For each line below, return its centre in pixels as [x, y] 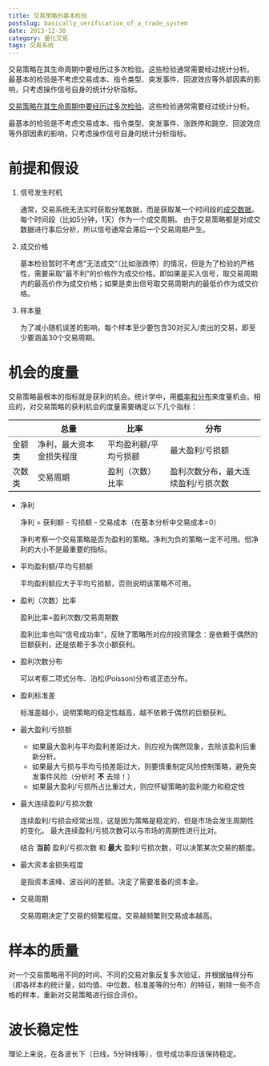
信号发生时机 [41, 192]
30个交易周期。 [74, 338]
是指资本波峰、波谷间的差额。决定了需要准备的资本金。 [111, 881]
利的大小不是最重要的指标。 [66, 549]
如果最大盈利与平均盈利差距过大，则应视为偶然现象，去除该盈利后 [141, 746]
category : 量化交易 [38, 38]
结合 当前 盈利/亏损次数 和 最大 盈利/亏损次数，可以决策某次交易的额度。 [140, 847]
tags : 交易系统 [31, 46]
